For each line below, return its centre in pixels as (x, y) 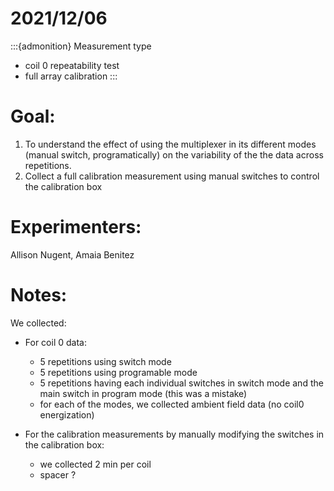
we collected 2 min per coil (95, 464)
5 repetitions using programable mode (118, 372)
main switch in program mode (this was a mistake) (143, 393)
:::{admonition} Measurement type (81, 46)
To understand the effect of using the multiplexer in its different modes (170, 144)
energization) (67, 414)
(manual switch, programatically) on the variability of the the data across (174, 154)
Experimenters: (76, 227)
